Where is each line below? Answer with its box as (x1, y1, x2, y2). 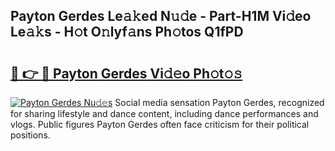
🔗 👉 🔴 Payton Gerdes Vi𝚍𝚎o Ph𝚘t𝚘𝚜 (10, 65, 243, 82)
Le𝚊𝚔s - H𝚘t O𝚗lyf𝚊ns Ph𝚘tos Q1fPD (10, 24, 244, 41)
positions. (10, 129, 51, 141)
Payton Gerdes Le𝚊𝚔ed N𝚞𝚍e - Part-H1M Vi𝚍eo (10, 8, 312, 25)
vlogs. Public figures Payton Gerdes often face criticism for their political (10, 119, 310, 130)
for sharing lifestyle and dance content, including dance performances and (10, 108, 319, 119)
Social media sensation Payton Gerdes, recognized (114, 97, 325, 108)
